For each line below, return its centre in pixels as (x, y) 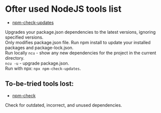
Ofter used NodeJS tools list (63, 9)
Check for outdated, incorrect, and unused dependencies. (64, 105)
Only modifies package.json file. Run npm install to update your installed (78, 42)
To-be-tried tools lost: (40, 84)
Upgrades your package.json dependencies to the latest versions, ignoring (80, 32)
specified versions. (24, 37)
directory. (15, 58)
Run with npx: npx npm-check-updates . (43, 68)
